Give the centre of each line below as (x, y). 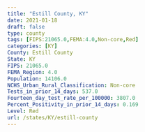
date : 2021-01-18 (32, 20)
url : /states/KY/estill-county (53, 117)
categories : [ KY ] (32, 46)
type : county (26, 33)
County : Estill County (40, 53)
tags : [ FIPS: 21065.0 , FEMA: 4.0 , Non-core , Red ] (73, 40)
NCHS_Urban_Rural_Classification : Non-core (71, 85)
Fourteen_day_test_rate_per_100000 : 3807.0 (71, 98)
